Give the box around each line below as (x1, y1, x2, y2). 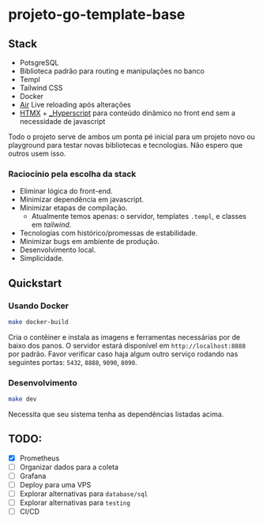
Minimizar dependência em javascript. (19, 195, 145, 205)
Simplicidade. (19, 254, 65, 263)
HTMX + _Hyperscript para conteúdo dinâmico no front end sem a (19, 108, 235, 118)
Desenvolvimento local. (19, 245, 96, 254)
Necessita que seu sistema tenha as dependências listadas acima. (8, 409, 224, 420)
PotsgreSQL (19, 58, 59, 67)
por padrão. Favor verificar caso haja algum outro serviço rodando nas (8, 349, 239, 359)
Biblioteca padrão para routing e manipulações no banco (19, 66, 205, 76)
